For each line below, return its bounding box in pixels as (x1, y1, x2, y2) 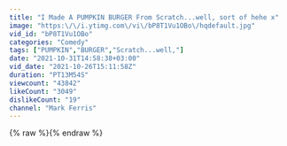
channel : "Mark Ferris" (9, 104, 97, 112)
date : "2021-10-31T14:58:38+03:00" (9, 54, 141, 63)
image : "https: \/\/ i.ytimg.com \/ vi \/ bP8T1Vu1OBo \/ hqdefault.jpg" (9, 21, 255, 30)
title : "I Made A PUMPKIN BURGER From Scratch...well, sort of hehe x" (9, 12, 279, 22)
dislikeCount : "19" (9, 95, 81, 104)
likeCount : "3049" (9, 87, 77, 96)
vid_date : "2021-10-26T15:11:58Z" (9, 63, 137, 72)
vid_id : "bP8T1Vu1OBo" (9, 29, 93, 38)
